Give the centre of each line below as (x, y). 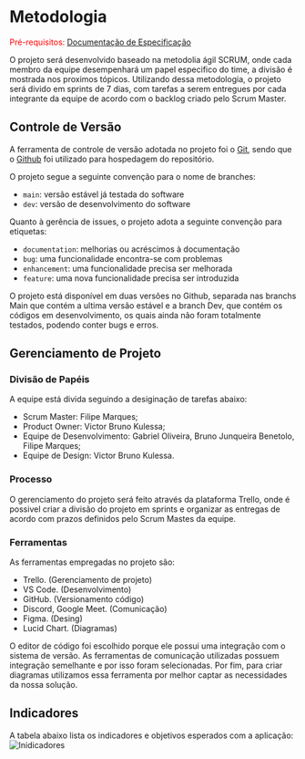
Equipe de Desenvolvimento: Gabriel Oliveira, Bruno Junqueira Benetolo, (158, 436)
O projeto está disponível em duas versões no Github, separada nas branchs (153, 296)
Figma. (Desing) (53, 619)
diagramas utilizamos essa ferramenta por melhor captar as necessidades (148, 675)
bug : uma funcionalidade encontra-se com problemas (122, 258)
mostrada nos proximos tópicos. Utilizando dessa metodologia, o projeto (146, 78)
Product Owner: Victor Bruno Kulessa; (94, 427)
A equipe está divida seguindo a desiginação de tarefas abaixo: (128, 400)
